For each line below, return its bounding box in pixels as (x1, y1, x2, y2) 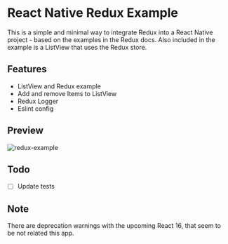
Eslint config (17, 104, 54, 113)
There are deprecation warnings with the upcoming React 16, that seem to (7, 222, 221, 230)
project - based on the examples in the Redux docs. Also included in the (7, 35, 215, 43)
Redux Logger (17, 97, 59, 105)
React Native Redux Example (7, 5, 179, 21)
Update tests (17, 182, 55, 191)
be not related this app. (7, 229, 75, 238)
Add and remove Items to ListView (17, 89, 117, 97)
